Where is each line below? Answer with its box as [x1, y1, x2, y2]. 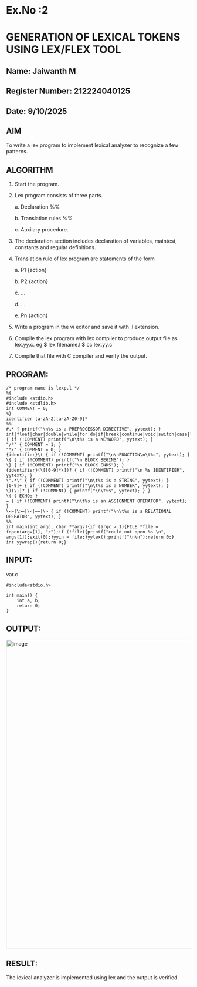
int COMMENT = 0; [6, 405, 49, 411]
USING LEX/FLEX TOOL [6, 43, 121, 56]
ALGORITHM [6, 165, 53, 175]
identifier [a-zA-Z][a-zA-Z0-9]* [6, 415, 88, 422]
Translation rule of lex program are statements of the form [14, 255, 155, 262]
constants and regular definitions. [14, 244, 96, 251]
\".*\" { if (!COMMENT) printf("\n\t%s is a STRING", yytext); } [6, 477, 169, 484]
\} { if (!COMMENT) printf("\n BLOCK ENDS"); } [6, 462, 125, 468]
